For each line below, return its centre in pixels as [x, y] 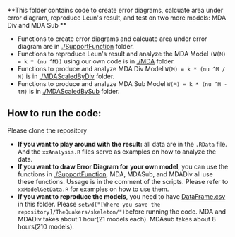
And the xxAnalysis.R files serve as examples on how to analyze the [117, 152]
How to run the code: [54, 113]
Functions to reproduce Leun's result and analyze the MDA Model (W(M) [122, 54]
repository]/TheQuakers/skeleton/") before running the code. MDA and [122, 212]
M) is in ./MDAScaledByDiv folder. [66, 76]
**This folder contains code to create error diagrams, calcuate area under [115, 10]
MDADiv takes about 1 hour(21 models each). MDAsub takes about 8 [117, 219]
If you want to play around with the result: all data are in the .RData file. [122, 144]
